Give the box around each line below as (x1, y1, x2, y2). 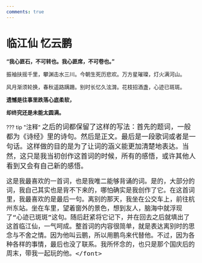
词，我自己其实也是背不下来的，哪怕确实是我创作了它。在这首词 (6, 186, 195, 194)
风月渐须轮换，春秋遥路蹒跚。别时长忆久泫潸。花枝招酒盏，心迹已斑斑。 (6, 83, 185, 90)
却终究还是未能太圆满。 (6, 109, 64, 116)
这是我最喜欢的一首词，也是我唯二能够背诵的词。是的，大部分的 (6, 177, 195, 185)
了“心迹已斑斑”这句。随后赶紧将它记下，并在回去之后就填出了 (6, 213, 191, 221)
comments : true (6, 8, 44, 15)
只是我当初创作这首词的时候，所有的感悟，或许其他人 (26, 152, 196, 160)
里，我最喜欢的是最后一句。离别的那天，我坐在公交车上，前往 (6, 195, 189, 203)
